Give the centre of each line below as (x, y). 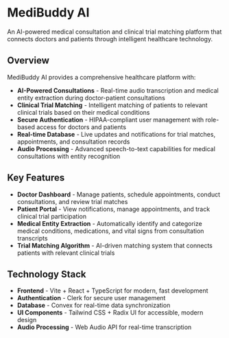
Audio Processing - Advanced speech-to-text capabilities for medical (116, 148)
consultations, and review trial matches (72, 201)
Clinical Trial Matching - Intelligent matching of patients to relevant (112, 105)
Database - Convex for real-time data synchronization (94, 305)
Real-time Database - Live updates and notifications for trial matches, (116, 134)
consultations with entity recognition (69, 156)
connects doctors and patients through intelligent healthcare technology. (110, 38)
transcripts (32, 238)
